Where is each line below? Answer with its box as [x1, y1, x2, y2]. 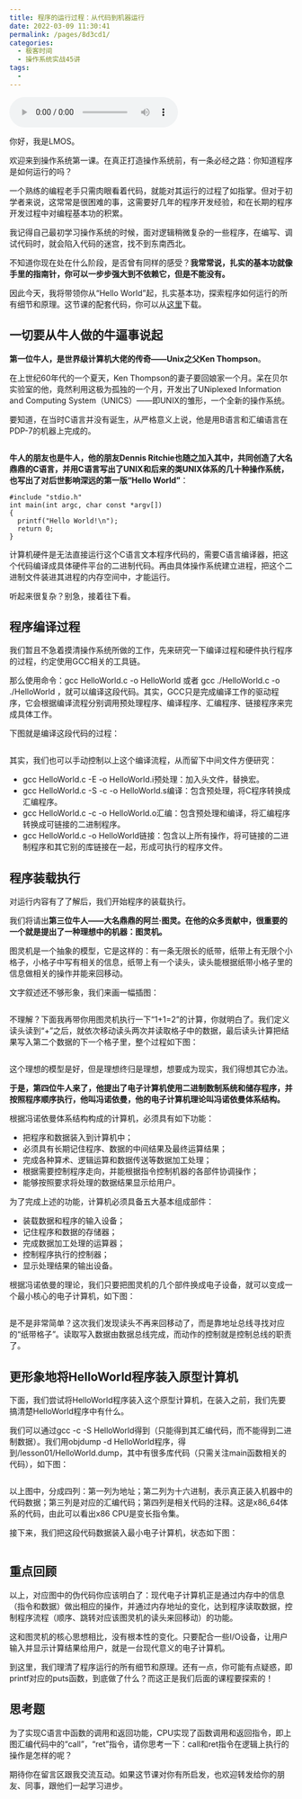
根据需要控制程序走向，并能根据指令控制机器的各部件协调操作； [22, 1166, 259, 1177]
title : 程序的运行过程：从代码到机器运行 [9, 13, 146, 22]
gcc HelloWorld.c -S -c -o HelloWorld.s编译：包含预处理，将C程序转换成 [22, 785, 291, 796]
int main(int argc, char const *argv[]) [9, 500, 164, 509]
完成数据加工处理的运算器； [22, 1238, 126, 1249]
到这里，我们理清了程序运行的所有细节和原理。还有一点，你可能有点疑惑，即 [9, 1661, 293, 1672]
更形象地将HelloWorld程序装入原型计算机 [9, 1369, 238, 1384]
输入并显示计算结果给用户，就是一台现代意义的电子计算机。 [9, 1642, 230, 1653]
